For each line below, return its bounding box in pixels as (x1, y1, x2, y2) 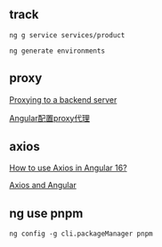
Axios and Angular (9, 180, 77, 191)
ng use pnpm (9, 205, 84, 221)
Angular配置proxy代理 (9, 112, 91, 123)
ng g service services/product (9, 30, 126, 39)
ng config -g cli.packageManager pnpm (9, 229, 153, 239)
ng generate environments (9, 46, 105, 55)
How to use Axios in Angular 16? (9, 162, 127, 173)
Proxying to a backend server (9, 94, 117, 105)
